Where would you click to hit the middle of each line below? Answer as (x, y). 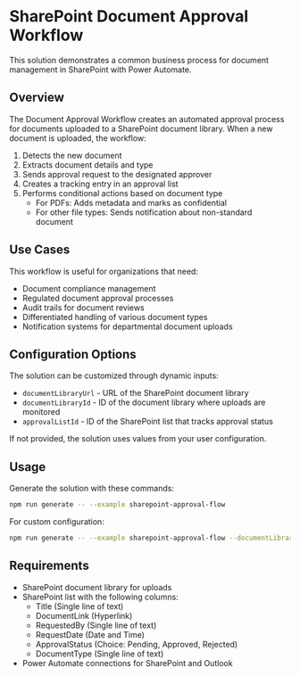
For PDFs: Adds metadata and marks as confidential (131, 202)
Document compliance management (89, 288)
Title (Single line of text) (79, 606)
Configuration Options (73, 354)
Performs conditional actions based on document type (122, 193)
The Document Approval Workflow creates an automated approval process (147, 119)
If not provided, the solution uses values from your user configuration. (138, 439)
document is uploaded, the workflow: (78, 138)
